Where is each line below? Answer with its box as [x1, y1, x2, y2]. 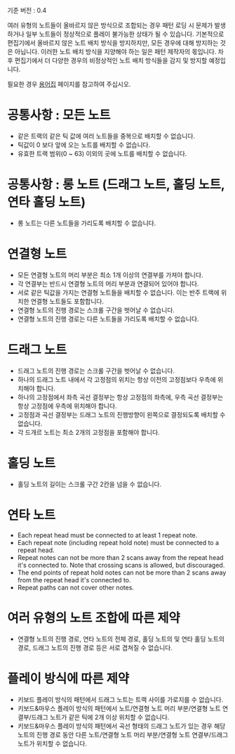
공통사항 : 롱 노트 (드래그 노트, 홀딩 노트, [7, 177, 225, 193]
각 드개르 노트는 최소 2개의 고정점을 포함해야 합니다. [17, 428, 160, 436]
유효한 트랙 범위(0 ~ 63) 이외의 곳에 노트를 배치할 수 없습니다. [17, 149, 187, 158]
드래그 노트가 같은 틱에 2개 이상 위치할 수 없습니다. [31, 713, 170, 721]
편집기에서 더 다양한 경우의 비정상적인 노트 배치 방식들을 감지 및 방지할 [14, 56, 208, 65]
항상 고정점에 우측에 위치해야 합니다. [17, 402, 117, 410]
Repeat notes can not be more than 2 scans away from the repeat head [17, 553, 224, 561]
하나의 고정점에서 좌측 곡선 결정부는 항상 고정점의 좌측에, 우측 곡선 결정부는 [17, 392, 224, 401]
